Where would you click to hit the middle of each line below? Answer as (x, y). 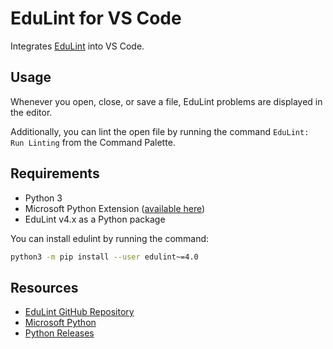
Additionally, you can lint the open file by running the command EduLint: (160, 131)
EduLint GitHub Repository (79, 312)
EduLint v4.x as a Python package (95, 219)
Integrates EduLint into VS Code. (77, 46)
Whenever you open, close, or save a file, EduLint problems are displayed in (166, 101)
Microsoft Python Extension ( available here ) (115, 208)
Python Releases (59, 333)
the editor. (31, 112)
